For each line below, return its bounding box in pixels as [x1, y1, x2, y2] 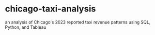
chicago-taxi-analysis [5, 3, 96, 14]
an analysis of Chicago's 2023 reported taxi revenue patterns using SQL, [5, 19, 151, 25]
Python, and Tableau [5, 24, 46, 30]
